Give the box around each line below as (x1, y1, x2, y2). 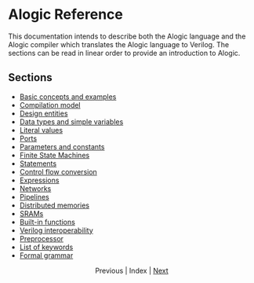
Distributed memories (19, 200, 90, 210)
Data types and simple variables (19, 116, 124, 127)
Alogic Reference (8, 6, 123, 24)
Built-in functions (19, 217, 76, 226)
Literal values (19, 125, 63, 134)
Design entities (19, 108, 68, 118)
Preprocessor (19, 233, 64, 243)
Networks (19, 183, 52, 193)
